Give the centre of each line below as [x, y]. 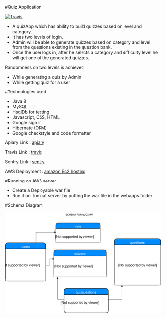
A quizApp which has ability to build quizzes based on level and [77, 26]
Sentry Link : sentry [25, 162]
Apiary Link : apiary [25, 142]
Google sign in [27, 122]
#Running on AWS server [31, 181]
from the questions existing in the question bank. [62, 47]
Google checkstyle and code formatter [52, 133]
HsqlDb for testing [31, 112]
